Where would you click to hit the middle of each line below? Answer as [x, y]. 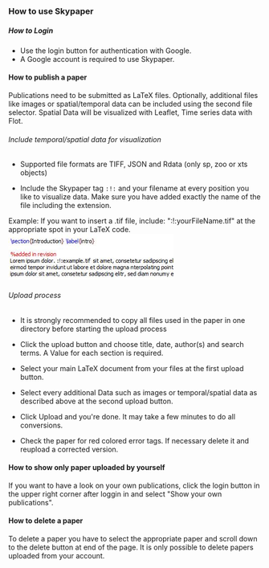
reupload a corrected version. [69, 449]
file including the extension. [66, 206]
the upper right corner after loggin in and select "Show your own [115, 494]
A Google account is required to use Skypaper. [97, 59]
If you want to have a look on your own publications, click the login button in [134, 485]
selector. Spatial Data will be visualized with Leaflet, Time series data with [130, 112]
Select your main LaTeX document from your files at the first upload [132, 368]
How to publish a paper [48, 77]
